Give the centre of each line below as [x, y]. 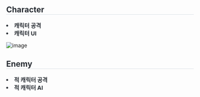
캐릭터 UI [25, 33]
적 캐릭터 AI [29, 87]
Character [25, 10]
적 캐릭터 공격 [31, 80]
